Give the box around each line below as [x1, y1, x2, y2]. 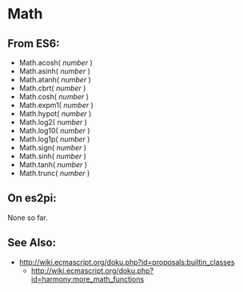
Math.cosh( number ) [18, 92, 90, 101]
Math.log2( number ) [18, 118, 87, 126]
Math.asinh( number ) [18, 66, 91, 76]
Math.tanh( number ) [18, 160, 88, 169]
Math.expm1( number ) [18, 101, 94, 110]
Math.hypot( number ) [18, 109, 92, 118]
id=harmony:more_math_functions [30, 274, 145, 284]
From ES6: [7, 37, 61, 50]
